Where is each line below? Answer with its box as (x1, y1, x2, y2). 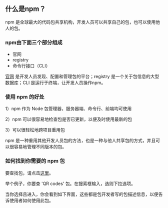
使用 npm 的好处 (5, 93, 44, 100)
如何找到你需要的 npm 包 (5, 157, 65, 164)
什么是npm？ (5, 4, 46, 13)
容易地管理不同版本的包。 (13, 144, 66, 150)
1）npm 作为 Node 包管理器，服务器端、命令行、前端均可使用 (5, 105, 132, 111)
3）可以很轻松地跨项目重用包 (5, 127, 65, 133)
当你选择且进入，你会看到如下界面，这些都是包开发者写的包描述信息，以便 (5, 191, 158, 197)
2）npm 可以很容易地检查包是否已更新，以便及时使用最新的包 (5, 116, 132, 122)
